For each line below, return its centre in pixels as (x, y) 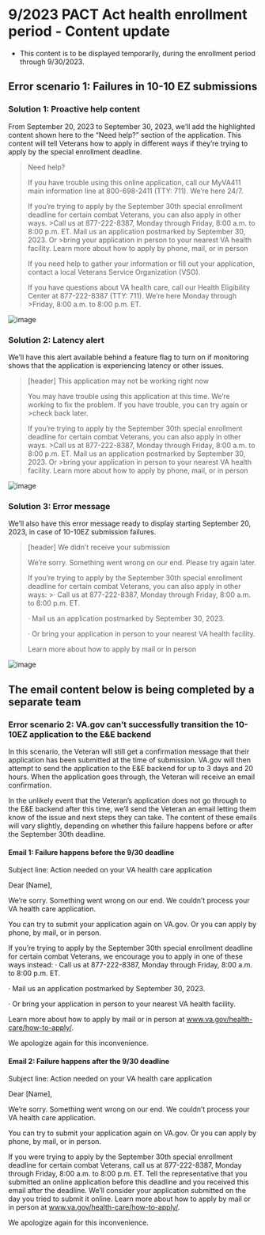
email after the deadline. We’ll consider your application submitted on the (127, 1191)
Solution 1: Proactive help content (74, 109)
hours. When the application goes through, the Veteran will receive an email (132, 777)
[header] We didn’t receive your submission (99, 547)
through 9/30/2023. (52, 62)
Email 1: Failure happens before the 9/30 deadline (91, 852)
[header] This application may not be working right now (118, 381)
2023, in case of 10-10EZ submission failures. (82, 532)
